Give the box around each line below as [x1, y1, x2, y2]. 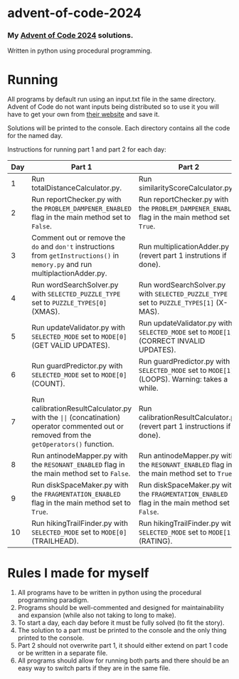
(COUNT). [31, 379, 65, 389]
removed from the [31, 431, 92, 441]
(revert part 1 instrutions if [138, 251, 227, 260]
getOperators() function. [31, 439, 115, 449]
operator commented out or [31, 421, 124, 431]
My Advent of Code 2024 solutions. [7, 31, 134, 41]
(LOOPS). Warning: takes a [138, 374, 228, 384]
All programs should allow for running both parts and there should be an [17, 656, 229, 665]
